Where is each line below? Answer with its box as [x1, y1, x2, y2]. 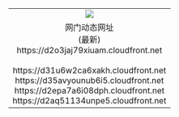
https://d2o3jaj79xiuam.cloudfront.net [16, 44, 163, 56]
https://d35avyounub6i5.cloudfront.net [15, 74, 164, 86]
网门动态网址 [64, 22, 114, 33]
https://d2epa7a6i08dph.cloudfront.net [14, 85, 164, 96]
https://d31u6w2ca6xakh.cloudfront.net [12, 65, 167, 76]
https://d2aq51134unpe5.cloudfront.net [12, 94, 167, 106]
